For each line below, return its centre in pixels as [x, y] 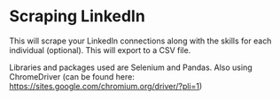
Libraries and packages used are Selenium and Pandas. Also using [131, 67]
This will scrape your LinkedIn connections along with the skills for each [140, 41]
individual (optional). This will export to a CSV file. [100, 50]
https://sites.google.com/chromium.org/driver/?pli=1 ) [106, 86]
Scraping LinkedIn [78, 16]
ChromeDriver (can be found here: [72, 76]
